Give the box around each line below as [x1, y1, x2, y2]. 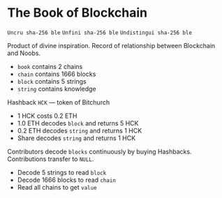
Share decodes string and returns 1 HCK [17, 134, 136, 142]
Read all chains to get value [17, 183, 97, 191]
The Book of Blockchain [7, 5, 148, 21]
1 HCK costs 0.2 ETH [17, 112, 77, 120]
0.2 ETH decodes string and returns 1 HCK [17, 126, 142, 135]
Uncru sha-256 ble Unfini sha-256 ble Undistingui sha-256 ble [7, 29, 193, 36]
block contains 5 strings [17, 77, 87, 85]
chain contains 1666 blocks [17, 70, 96, 78]
